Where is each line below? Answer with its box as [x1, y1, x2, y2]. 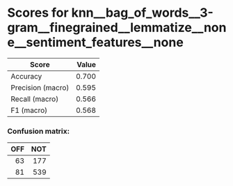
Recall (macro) [10, 94, 59, 104]
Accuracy [10, 71, 42, 81]
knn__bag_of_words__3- [71, 5, 214, 21]
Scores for [7, 5, 69, 21]
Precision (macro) [10, 82, 70, 92]
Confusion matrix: [7, 126, 70, 136]
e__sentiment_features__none [7, 35, 184, 50]
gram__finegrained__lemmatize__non [7, 20, 227, 36]
